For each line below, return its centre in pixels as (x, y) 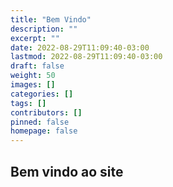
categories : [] (42, 94)
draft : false (37, 66)
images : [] (33, 85)
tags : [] (28, 103)
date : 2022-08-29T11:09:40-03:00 (80, 47)
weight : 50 (33, 76)
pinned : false (40, 122)
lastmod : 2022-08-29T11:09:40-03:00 (86, 57)
